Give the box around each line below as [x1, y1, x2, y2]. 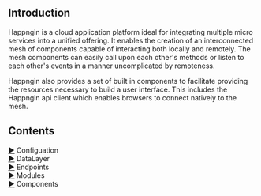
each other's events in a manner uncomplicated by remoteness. [8, 61, 215, 70]
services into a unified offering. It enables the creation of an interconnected [8, 36, 254, 45]
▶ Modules [8, 170, 45, 180]
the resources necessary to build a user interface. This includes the [8, 85, 228, 94]
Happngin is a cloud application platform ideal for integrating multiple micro [8, 27, 254, 36]
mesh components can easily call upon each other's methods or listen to [8, 52, 244, 62]
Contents [8, 124, 55, 138]
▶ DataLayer [8, 153, 50, 163]
